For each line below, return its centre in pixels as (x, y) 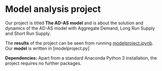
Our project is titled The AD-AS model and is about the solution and (74, 23)
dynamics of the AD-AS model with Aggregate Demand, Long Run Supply (80, 28)
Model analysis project (53, 9)
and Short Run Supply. (28, 33)
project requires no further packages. (43, 63)
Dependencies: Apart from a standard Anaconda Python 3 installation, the (81, 58)
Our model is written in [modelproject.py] (47, 48)
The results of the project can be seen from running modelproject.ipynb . (79, 43)
